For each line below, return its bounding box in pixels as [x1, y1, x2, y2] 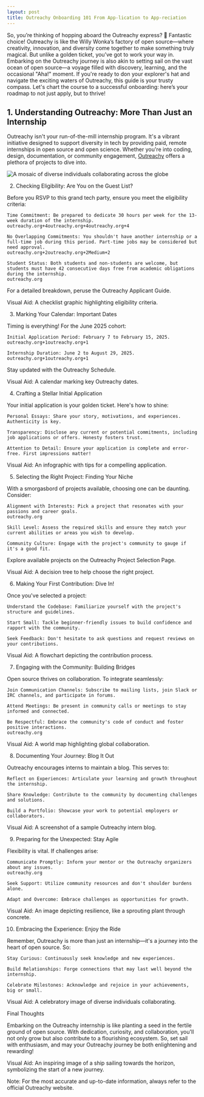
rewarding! [7, 1048, 34, 1055]
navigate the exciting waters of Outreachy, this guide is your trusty [7, 77, 174, 84]
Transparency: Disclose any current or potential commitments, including [7, 429, 198, 436]
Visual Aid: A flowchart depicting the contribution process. [7, 652, 154, 659]
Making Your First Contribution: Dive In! [15, 580, 115, 588]
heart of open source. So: [7, 944, 71, 951]
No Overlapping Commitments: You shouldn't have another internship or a [7, 234, 198, 240]
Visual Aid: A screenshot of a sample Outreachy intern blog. [7, 824, 157, 831]
